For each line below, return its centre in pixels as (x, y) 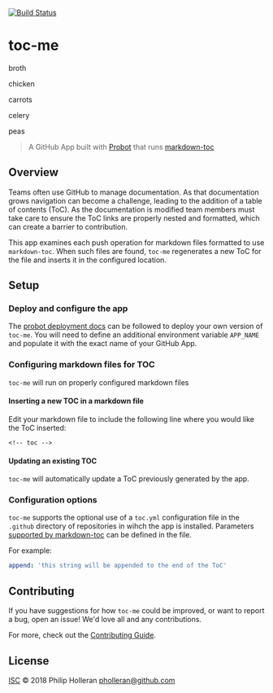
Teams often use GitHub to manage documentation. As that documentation (134, 192)
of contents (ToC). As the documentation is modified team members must (132, 209)
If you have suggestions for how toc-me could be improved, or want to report (136, 611)
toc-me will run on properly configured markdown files (99, 382)
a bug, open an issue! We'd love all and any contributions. (105, 620)
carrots (20, 99)
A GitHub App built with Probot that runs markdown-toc (121, 147)
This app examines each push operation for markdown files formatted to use (136, 242)
